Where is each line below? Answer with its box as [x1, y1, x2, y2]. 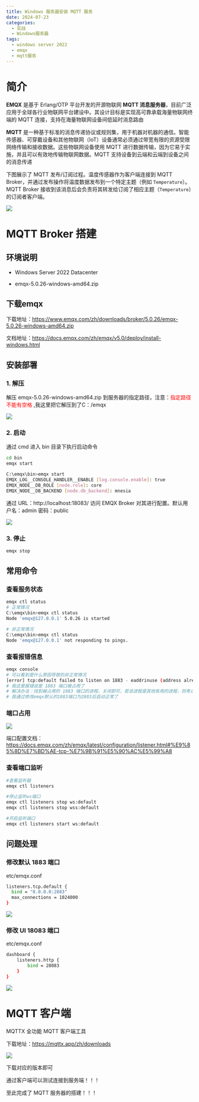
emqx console [6, 666, 38, 672]
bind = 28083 [27, 963, 60, 969]
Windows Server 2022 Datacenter [14, 268, 98, 276]
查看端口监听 [6, 764, 43, 772]
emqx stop [6, 548, 31, 554]
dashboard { [6, 952, 36, 958]
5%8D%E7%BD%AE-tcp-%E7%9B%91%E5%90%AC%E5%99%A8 [6, 748, 172, 755]
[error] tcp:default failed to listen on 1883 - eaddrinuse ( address [6, 677, 182, 683]
